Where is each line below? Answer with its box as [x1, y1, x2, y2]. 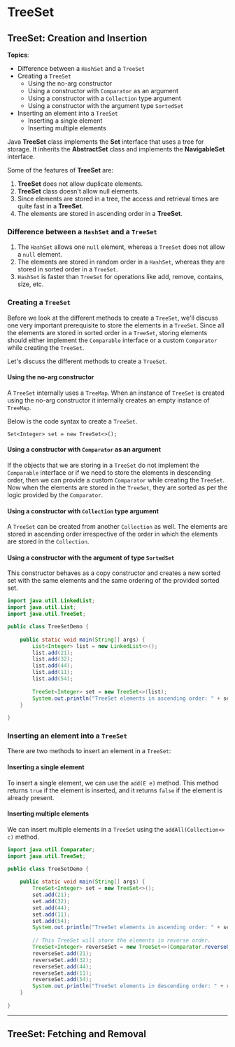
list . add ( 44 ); [32, 662, 73, 670]
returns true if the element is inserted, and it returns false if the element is [7, 786, 222, 795]
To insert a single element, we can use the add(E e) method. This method [7, 778, 219, 787]
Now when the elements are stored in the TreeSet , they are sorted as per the [7, 483, 228, 492]
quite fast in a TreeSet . [17, 202, 84, 210]
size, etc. [17, 280, 44, 288]
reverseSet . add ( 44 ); [32, 963, 92, 970]
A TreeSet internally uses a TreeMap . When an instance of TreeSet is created [7, 389, 225, 397]
